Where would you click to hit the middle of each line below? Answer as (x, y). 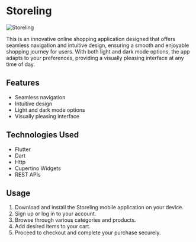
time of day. (21, 64)
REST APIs (28, 174)
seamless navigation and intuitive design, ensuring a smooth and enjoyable (98, 45)
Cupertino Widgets (38, 168)
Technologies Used (42, 135)
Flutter (23, 149)
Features (23, 83)
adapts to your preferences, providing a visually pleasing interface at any (95, 58)
